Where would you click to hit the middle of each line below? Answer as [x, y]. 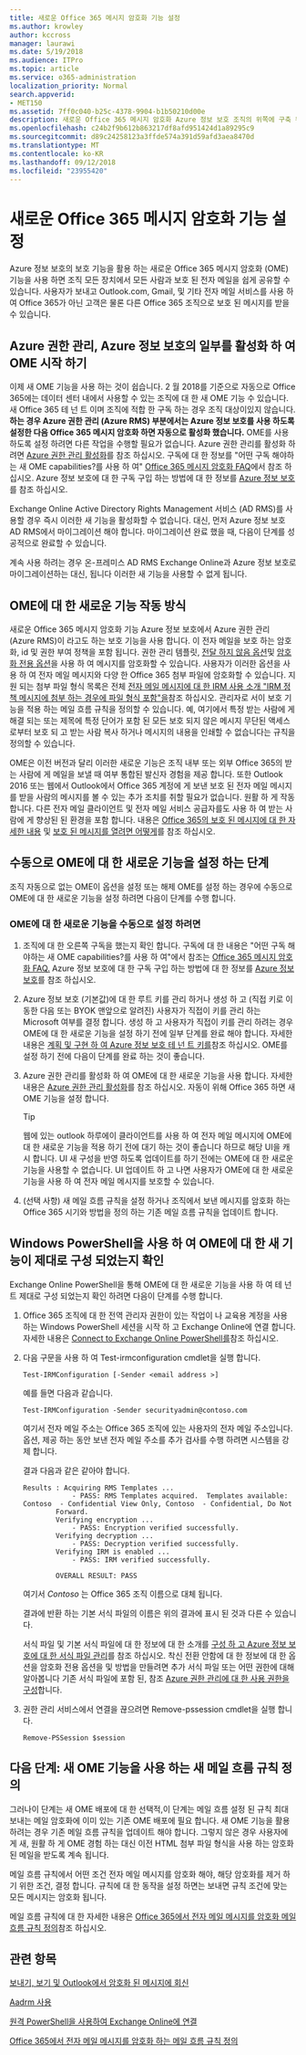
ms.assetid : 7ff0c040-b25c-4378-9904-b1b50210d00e [107, 111]
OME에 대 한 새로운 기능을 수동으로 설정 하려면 [105, 923]
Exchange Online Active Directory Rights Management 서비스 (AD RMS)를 [147, 509]
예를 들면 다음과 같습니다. [68, 1393]
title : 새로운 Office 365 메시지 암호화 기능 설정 [95, 18]
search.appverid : [42, 94]
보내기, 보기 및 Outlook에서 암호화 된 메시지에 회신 [99, 1983]
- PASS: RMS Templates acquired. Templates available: [180, 1496]
